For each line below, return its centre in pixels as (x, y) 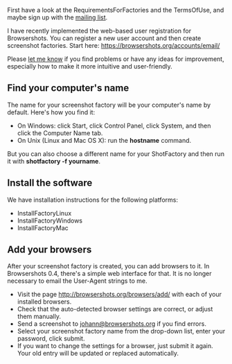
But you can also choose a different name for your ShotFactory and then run (116, 154)
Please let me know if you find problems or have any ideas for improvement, (116, 59)
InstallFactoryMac (43, 227)
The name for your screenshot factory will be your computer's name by (109, 105)
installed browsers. (44, 302)
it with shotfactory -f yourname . (54, 161)
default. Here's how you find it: (51, 112)
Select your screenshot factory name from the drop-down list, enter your (121, 331)
